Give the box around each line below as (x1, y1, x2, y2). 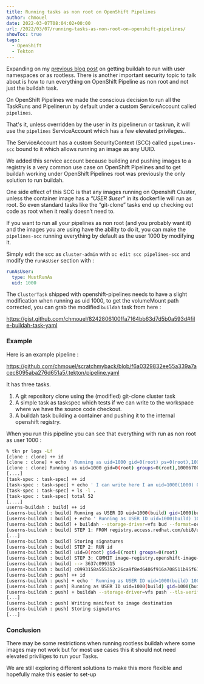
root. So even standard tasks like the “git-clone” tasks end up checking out (6, 201, 194, 208)
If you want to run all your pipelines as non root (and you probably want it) (6, 219, 191, 226)
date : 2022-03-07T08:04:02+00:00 (6, 20, 91, 26)
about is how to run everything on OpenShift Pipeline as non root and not (6, 78, 189, 85)
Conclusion (6, 626, 41, 634)
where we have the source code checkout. (15, 405, 123, 412)
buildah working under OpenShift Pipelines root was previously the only (6, 170, 185, 177)
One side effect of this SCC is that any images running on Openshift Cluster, (6, 188, 196, 195)
